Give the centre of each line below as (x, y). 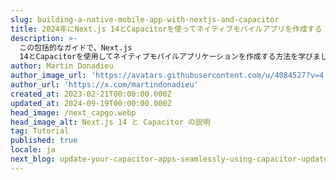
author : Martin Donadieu (62, 66)
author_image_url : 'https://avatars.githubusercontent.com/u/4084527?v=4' (169, 76)
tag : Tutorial (40, 131)
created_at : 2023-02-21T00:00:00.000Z (91, 94)
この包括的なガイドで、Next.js (76, 47)
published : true (44, 141)
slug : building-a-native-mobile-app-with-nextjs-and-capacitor (145, 19)
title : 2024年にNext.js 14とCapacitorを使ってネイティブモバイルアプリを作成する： (170, 29)
